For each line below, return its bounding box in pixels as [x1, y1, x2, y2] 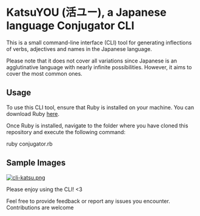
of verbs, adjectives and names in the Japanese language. [6, 45, 153, 52]
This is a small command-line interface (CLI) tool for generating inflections [6, 39, 192, 46]
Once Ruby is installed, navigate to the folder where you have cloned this [6, 122, 188, 129]
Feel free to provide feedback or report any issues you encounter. [6, 197, 171, 204]
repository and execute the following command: [6, 128, 126, 135]
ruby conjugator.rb [6, 140, 53, 147]
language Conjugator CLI [6, 19, 135, 33]
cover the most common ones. [6, 70, 83, 77]
